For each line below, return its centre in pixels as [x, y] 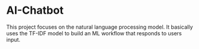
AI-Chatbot [35, 10]
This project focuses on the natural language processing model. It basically [99, 27]
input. [14, 39]
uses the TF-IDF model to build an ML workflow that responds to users [94, 33]
